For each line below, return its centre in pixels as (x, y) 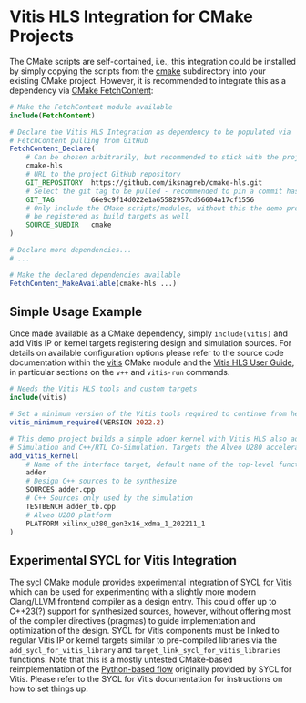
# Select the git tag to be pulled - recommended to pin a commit (154, 191)
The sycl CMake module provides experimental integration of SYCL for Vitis (151, 582)
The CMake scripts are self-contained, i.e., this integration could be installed (153, 61)
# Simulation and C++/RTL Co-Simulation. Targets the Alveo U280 (136, 447)
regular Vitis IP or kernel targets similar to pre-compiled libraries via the (143, 640)
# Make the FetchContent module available (91, 107)
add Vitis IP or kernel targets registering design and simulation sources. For (151, 343)
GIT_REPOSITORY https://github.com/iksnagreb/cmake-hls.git (144, 183)
